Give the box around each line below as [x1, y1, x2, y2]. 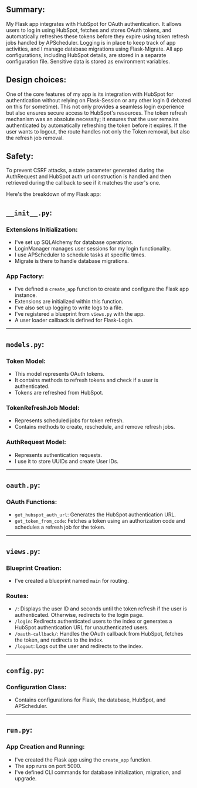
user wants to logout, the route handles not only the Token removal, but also [6, 128, 191, 135]
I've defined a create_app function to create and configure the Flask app [14, 285, 189, 293]
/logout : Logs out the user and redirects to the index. [14, 643, 144, 650]
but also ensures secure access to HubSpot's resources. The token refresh [6, 109, 188, 116]
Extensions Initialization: [6, 225, 78, 233]
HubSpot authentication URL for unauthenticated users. [14, 624, 149, 631]
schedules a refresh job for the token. [14, 523, 106, 531]
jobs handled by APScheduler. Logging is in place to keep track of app [6, 39, 176, 46]
